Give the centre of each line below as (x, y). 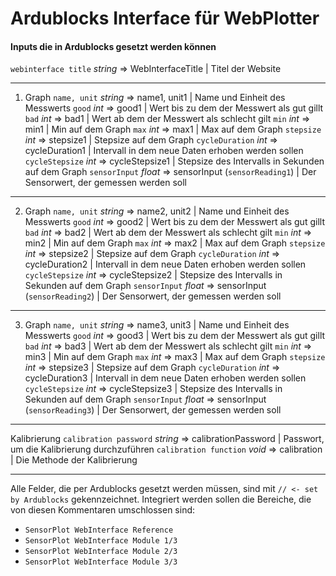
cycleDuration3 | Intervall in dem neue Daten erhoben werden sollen (165, 378)
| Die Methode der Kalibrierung (74, 460)
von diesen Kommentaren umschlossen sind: (103, 510)
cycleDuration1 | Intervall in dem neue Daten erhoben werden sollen (164, 151)
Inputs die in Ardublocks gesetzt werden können (113, 46)
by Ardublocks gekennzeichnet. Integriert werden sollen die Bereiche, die (161, 499)
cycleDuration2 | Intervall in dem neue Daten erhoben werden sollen (165, 264)
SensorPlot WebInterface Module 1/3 (101, 541)
